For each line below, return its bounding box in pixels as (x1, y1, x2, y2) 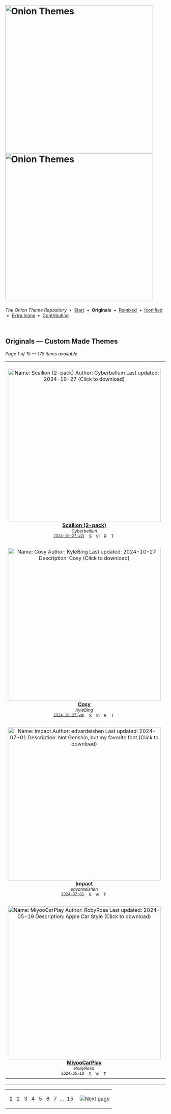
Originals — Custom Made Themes (5, 337, 118, 346)
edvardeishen (70, 886, 98, 892)
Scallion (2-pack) (62, 521, 106, 528)
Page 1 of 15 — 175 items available (5, 350, 78, 357)
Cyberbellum (71, 528, 98, 534)
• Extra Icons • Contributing (6, 312, 69, 319)
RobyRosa (74, 1065, 95, 1072)
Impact (75, 880, 93, 887)
